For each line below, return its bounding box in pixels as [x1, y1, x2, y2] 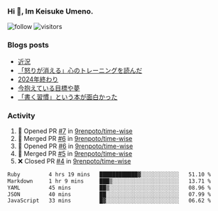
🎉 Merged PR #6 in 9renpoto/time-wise [17, 134, 133, 142]
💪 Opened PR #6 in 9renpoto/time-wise [17, 142, 133, 150]
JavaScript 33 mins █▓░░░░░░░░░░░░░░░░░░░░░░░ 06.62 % [7, 198, 212, 205]
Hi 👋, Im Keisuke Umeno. [7, 6, 94, 16]
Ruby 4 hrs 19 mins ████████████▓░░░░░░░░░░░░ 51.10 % [7, 171, 212, 178]
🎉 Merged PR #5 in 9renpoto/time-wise [17, 149, 133, 158]
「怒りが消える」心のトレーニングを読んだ [17, 66, 143, 74]
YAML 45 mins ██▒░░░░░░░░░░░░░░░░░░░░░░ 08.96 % [7, 184, 212, 191]
